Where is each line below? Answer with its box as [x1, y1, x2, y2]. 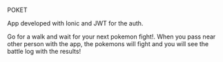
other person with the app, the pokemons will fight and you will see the [7, 40, 209, 48]
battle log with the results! [7, 48, 81, 55]
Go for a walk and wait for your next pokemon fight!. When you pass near [7, 32, 216, 41]
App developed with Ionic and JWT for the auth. [7, 19, 144, 27]
